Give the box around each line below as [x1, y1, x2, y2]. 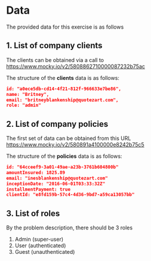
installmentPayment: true [6, 186, 70, 192]
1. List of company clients [6, 41, 103, 51]
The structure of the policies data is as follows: [6, 153, 122, 160]
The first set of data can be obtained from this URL [6, 135, 131, 142]
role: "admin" [6, 102, 42, 108]
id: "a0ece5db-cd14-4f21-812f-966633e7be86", [6, 86, 121, 92]
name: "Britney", [6, 91, 50, 97]
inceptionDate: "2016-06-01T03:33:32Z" [6, 181, 106, 187]
